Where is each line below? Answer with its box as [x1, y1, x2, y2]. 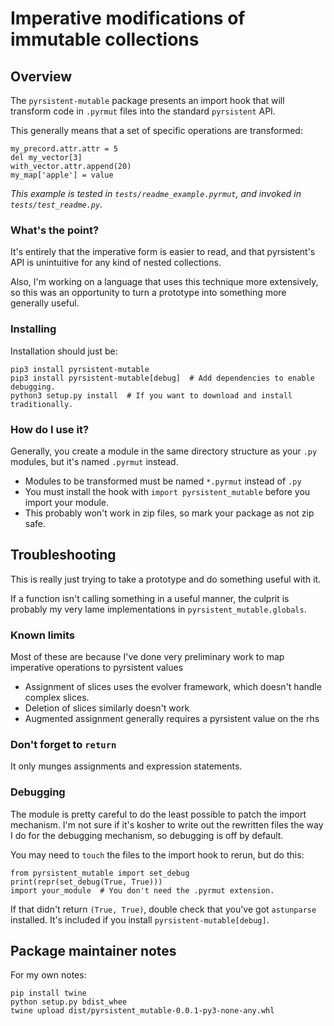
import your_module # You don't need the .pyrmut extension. [10, 885, 275, 896]
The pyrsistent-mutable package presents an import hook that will [10, 95, 285, 106]
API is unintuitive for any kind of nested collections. [10, 257, 222, 269]
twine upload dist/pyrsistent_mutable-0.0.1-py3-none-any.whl [10, 1006, 275, 1016]
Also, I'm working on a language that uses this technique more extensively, [10, 276, 319, 288]
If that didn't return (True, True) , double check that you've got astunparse [10, 903, 317, 915]
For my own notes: [10, 969, 87, 981]
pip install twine [10, 988, 87, 999]
